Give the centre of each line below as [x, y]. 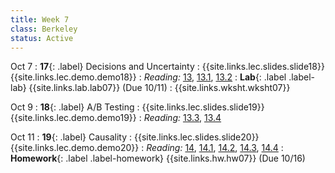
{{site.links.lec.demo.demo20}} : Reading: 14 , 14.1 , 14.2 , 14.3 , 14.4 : [147, 148]
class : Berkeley [44, 29]
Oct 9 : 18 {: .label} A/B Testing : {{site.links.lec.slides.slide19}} [137, 107]
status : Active [42, 38]
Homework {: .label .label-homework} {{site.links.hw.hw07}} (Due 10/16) [158, 158]
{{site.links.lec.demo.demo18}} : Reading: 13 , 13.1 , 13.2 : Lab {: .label [148, 77]
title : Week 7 [40, 19]
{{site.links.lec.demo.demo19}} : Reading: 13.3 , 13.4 [116, 118]
